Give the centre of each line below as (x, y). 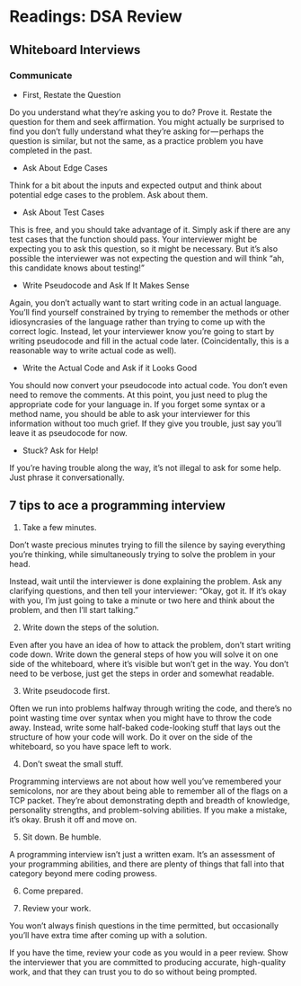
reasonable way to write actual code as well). (93, 350)
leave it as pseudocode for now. (68, 432)
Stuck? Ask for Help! (60, 450)
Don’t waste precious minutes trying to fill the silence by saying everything (147, 545)
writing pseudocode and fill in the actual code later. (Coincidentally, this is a (149, 341)
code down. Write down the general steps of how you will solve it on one (144, 654)
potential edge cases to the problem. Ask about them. (109, 194)
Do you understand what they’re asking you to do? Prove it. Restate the (141, 112)
